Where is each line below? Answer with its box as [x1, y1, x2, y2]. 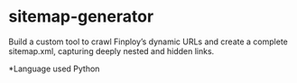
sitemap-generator [8, 6, 154, 27]
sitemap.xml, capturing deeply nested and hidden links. [8, 45, 215, 56]
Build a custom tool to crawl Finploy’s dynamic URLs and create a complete [8, 36, 288, 47]
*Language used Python [8, 63, 100, 74]
